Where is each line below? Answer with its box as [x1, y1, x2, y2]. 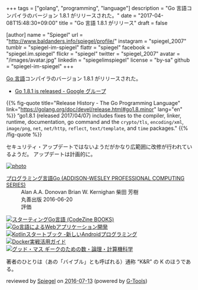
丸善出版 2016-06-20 [21, 196, 73, 203]
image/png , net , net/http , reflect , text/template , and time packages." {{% [6, 125, 189, 132]
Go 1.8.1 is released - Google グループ [14, 88, 107, 94]
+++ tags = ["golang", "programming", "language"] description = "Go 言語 [6, 5, 187, 11]
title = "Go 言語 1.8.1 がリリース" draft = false [59, 20, 168, 26]
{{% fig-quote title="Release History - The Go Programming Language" [6, 100, 181, 106]
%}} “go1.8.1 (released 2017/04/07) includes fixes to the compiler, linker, [6, 112, 182, 119]
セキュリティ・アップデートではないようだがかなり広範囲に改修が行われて [6, 144, 187, 150]
